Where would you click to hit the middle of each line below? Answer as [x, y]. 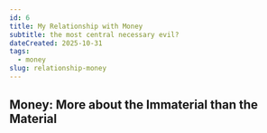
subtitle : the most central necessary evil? [94, 34]
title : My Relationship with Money [76, 26]
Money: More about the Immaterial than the [134, 105]
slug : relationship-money [58, 69]
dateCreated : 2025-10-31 [56, 43]
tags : [19, 52]
